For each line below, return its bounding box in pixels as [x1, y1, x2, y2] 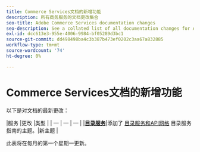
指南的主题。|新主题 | [6, 126, 58, 134]
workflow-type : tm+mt [6, 42, 60, 48]
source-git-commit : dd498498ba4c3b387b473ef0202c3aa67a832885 [6, 36, 164, 42]
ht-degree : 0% [6, 53, 42, 59]
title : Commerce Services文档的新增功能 [6, 8, 102, 15]
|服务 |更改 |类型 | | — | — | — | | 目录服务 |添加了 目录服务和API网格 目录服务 [6, 119, 192, 126]
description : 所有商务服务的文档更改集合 [6, 14, 99, 20]
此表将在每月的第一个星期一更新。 [6, 139, 90, 147]
